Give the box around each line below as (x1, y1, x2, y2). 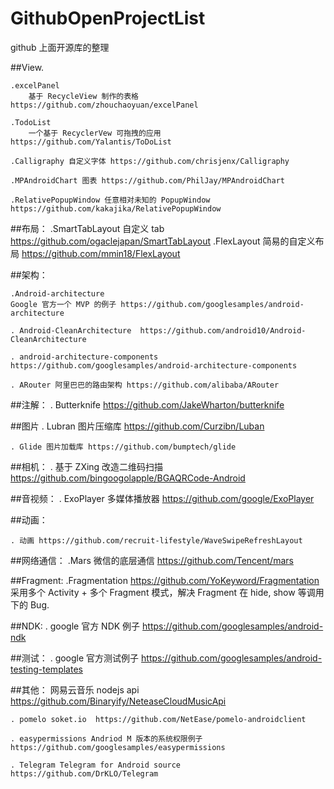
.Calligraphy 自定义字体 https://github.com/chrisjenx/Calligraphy (10, 156, 290, 166)
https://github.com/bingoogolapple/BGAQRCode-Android (10, 472, 246, 484)
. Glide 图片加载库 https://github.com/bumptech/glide (10, 442, 237, 452)
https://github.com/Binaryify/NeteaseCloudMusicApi (10, 695, 227, 707)
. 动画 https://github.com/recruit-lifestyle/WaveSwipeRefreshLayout (10, 535, 303, 546)
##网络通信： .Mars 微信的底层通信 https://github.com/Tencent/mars (10, 554, 294, 566)
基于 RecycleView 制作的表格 (28, 91, 139, 101)
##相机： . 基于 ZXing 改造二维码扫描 (10, 460, 164, 472)
